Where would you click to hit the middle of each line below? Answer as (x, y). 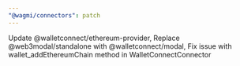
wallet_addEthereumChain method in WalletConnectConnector (110, 54)
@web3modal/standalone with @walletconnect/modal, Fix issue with (120, 46)
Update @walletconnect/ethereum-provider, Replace (94, 38)
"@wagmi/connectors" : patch (54, 15)
